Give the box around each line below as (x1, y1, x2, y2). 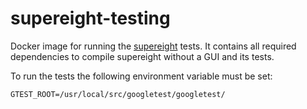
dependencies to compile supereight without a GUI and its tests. (10, 50, 275, 62)
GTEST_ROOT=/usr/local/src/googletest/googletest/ (10, 89, 226, 99)
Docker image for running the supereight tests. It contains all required (10, 40, 297, 52)
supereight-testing (10, 7, 171, 30)
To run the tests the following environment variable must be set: (10, 70, 273, 82)
